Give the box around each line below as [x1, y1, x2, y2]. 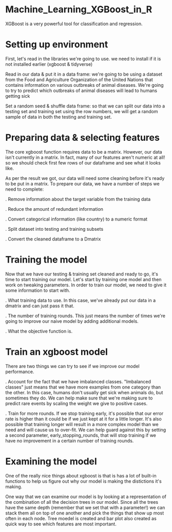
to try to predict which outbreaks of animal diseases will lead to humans [5, 87, 158, 94]
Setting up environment [5, 39, 108, 50]
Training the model [5, 254, 87, 265]
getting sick [5, 93, 30, 99]
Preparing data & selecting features [5, 132, 160, 143]
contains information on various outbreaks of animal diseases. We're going [5, 82, 164, 88]
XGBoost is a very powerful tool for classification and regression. [5, 21, 143, 27]
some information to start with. [5, 287, 70, 293]
